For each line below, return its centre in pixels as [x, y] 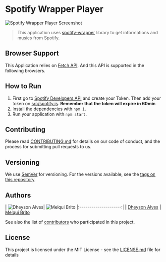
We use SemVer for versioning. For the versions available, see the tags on [80, 174]
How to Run [23, 86]
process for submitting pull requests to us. [48, 147]
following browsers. [25, 70]
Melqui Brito [18, 212]
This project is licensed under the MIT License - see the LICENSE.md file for [83, 250]
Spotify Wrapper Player [54, 9]
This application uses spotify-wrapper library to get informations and [87, 32]
